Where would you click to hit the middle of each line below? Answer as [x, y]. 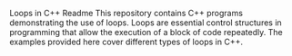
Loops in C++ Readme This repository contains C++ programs [126, 13]
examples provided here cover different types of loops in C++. [126, 42]
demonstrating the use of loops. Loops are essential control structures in [146, 23]
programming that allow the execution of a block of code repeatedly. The [146, 32]
